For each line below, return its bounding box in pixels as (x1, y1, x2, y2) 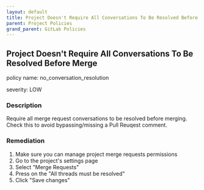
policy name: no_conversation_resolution (6, 74, 109, 82)
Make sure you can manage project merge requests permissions (15, 150, 178, 158)
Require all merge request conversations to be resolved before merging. (6, 115, 188, 122)
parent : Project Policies (6, 20, 72, 26)
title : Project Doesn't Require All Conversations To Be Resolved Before (6, 15, 199, 21)
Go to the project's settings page (15, 157, 98, 164)
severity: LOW (6, 86, 42, 93)
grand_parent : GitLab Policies (6, 26, 86, 32)
